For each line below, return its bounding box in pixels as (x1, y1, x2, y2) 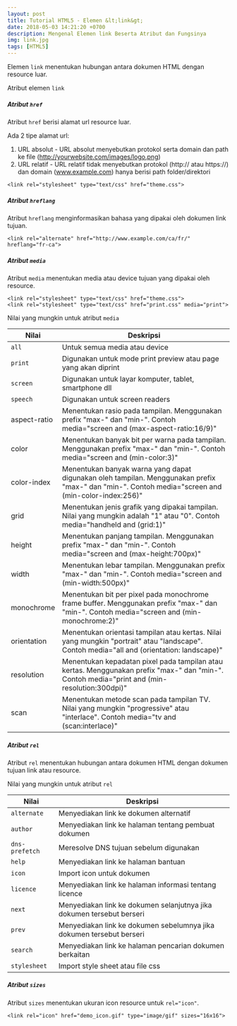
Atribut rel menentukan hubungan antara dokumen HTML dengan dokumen (7, 758, 229, 767)
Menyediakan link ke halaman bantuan (58, 857, 186, 866)
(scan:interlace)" (61, 721, 118, 731)
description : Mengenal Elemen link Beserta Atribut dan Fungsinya (7, 30, 207, 37)
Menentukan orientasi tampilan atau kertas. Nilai (61, 627, 222, 637)
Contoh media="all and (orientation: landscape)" (61, 645, 223, 655)
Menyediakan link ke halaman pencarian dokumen (58, 941, 224, 950)
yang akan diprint (61, 362, 120, 372)
